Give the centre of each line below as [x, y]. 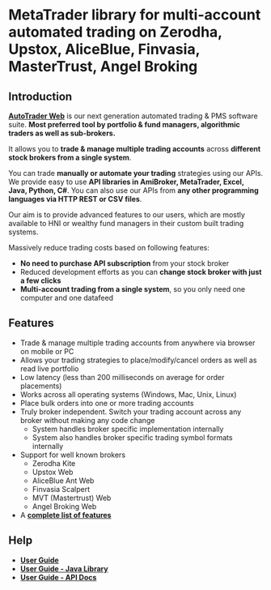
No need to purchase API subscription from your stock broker [124, 263]
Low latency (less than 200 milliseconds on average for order [122, 377]
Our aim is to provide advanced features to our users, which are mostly [127, 215]
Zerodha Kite [54, 463]
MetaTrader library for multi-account [135, 15]
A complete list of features [66, 515]
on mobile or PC [47, 351]
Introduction [40, 96]
